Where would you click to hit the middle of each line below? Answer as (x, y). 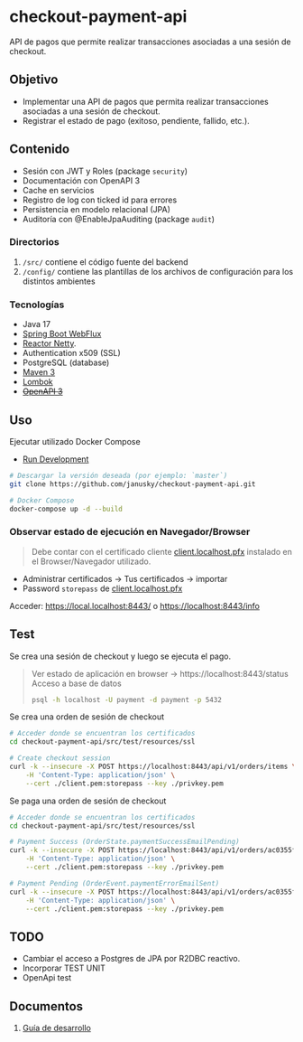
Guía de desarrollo (57, 1028)
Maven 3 (39, 372)
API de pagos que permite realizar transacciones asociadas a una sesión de (150, 42)
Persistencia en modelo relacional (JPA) (96, 209)
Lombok (38, 382)
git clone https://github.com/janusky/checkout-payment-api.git (133, 484)
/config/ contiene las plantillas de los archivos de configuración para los (158, 271)
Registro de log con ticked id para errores (100, 200)
